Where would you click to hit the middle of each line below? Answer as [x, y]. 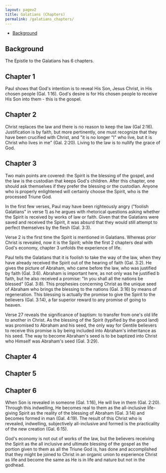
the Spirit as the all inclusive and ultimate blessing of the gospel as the [77, 444]
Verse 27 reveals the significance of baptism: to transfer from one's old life [82, 315]
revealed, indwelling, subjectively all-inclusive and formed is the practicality [83, 424]
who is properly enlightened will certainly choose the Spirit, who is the [77, 191]
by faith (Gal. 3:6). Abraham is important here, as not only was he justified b [82, 273]
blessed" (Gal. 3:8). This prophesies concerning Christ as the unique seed [81, 284]
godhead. [15, 465]
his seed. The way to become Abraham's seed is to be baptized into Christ [81, 336]
